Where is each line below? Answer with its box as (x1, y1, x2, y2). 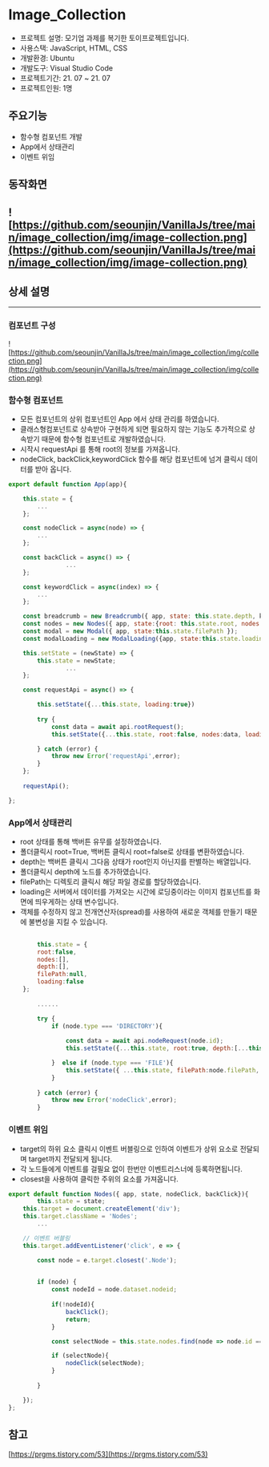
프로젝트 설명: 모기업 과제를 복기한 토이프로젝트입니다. (19, 33, 190, 43)
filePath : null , (37, 971, 88, 979)
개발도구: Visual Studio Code (19, 63, 114, 73)
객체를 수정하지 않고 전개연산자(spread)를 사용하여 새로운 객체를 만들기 (19, 906, 243, 916)
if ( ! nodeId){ (50, 1301, 94, 1309)
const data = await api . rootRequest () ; (50, 723, 184, 731)
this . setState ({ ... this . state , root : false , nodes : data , (50, 730, 242, 739)
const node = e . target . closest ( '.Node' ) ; (37, 1256, 178, 1264)
